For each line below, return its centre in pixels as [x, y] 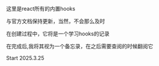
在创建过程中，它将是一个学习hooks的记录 [58, 34]
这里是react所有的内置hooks [41, 9]
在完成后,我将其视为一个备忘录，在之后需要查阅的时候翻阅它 [80, 46]
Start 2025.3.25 [25, 58]
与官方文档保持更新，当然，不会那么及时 [55, 21]
